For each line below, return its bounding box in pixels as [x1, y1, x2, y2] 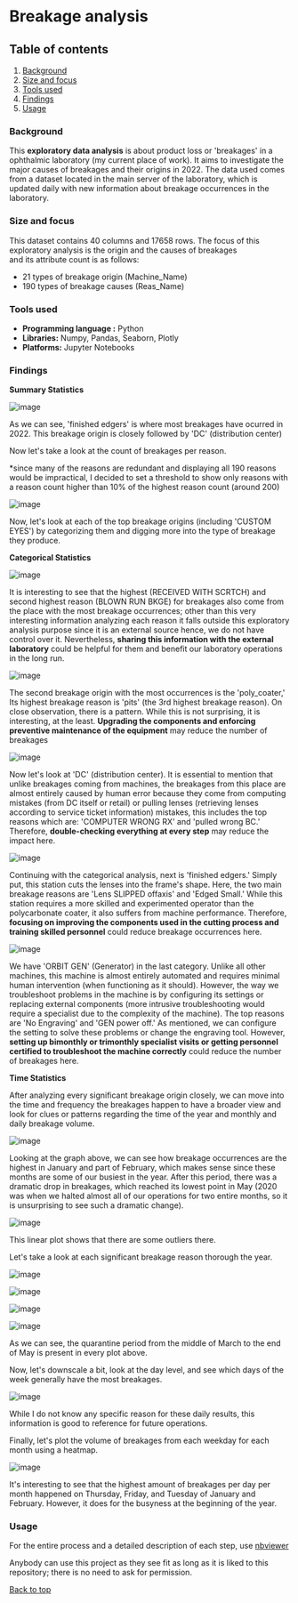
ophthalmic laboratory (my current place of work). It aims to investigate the [9, 155, 285, 165]
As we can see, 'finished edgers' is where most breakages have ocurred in [9, 419, 284, 430]
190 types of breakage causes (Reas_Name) [21, 280, 185, 291]
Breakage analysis [9, 6, 149, 27]
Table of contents [9, 42, 109, 57]
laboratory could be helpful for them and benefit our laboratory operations [9, 643, 283, 655]
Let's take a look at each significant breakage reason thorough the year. [9, 1252, 273, 1262]
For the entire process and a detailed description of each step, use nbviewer [9, 1541, 289, 1551]
